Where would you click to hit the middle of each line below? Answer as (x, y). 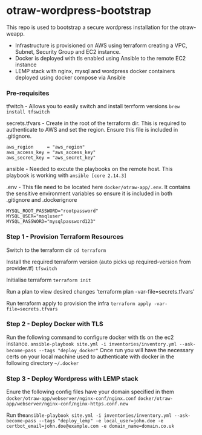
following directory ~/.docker (43, 362)
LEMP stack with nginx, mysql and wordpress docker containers (95, 71)
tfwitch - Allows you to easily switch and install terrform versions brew (93, 106)
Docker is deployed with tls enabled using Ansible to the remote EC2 (100, 58)
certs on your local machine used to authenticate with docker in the (90, 356)
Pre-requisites (28, 93)
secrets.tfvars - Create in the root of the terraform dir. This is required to (96, 123)
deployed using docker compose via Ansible (70, 77)
